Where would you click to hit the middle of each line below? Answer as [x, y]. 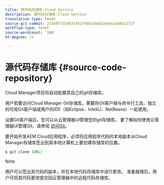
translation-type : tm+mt [30, 19]
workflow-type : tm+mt [27, 28]
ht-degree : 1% [20, 37]
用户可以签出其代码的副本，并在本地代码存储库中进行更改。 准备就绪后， [79, 171]
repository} [29, 78]
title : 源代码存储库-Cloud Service [39, 10]
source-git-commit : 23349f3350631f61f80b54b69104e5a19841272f [70, 23]
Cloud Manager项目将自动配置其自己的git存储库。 [56, 92]
